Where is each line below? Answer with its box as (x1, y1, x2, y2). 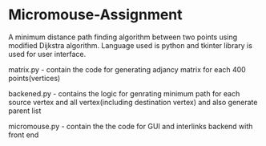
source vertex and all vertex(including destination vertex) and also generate (8, 97, 258, 107)
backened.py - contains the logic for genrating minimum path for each (8, 88, 240, 98)
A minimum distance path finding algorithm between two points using (8, 32, 238, 42)
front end (8, 130, 39, 140)
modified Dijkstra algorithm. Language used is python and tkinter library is (8, 40, 252, 50)
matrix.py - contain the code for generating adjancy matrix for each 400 (8, 64, 246, 74)
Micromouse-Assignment (8, 6, 183, 24)
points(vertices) (8, 73, 61, 83)
